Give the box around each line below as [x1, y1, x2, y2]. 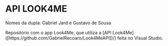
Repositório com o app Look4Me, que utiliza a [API [5, 29, 111, 35]
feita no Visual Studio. [117, 35, 163, 41]
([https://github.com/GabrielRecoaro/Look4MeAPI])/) [5, 35, 117, 41]
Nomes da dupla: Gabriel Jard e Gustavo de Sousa [5, 20, 111, 26]
